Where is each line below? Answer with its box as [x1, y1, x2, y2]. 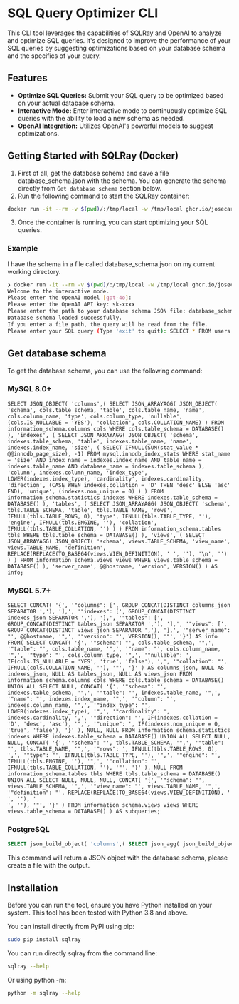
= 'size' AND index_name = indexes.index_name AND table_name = [7, 456, 202, 463]
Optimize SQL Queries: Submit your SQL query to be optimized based [17, 91, 224, 99]
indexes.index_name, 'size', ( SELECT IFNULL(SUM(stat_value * [7, 444, 199, 451]
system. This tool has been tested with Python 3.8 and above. [7, 908, 188, 917]
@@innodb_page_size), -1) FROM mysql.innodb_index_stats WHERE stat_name [7, 450, 231, 458]
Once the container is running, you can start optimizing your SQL [17, 218, 208, 226]
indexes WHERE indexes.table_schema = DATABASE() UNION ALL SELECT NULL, [7, 733, 231, 741]
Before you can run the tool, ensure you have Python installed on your [7, 901, 213, 910]
